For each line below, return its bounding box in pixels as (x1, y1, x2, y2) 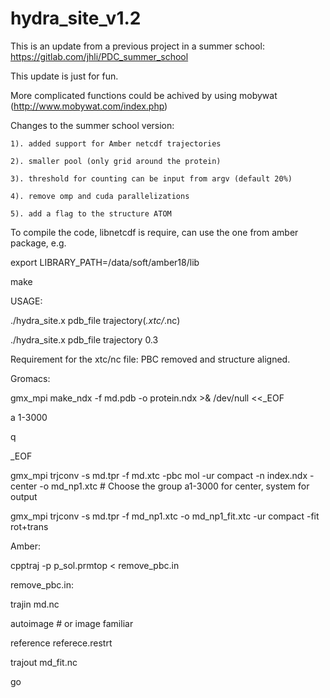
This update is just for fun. (10, 70, 119, 82)
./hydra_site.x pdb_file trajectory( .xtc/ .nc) (10, 314, 181, 326)
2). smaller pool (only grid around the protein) (10, 156, 222, 166)
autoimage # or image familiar (10, 617, 134, 629)
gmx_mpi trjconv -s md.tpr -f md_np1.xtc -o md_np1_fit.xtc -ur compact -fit (10, 510, 320, 522)
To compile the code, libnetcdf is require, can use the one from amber (10, 226, 299, 238)
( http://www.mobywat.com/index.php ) (10, 100, 168, 112)
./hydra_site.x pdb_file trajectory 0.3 (10, 333, 159, 346)
